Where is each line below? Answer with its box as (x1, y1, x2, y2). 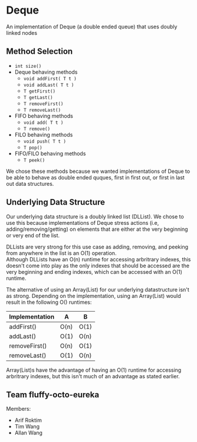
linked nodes (6, 29, 37, 36)
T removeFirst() (23, 101, 64, 107)
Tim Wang (14, 423, 40, 430)
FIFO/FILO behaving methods (14, 150, 86, 157)
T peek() (23, 157, 45, 163)
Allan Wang (14, 429, 43, 437)
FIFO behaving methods (14, 112, 74, 119)
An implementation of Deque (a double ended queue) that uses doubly (6, 23, 178, 30)
